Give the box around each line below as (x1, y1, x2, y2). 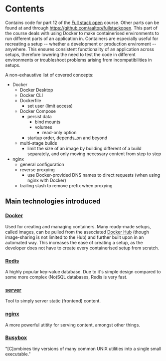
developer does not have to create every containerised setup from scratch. (5, 245, 160, 251)
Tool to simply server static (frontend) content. (5, 298, 101, 304)
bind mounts (34, 119, 61, 125)
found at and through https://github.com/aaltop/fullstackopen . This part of (5, 25, 158, 31)
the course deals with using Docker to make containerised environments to (5, 30, 160, 36)
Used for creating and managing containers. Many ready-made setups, (5, 223, 151, 229)
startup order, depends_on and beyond (27, 135, 108, 141)
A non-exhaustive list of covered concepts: (5, 72, 94, 78)
